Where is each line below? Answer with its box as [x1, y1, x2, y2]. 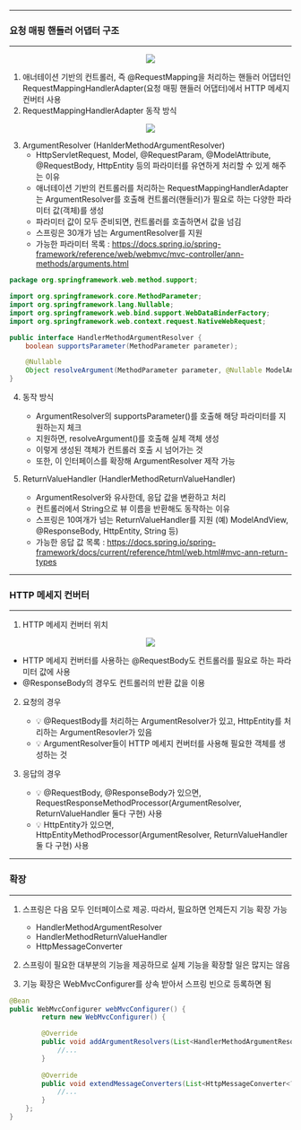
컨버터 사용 [21, 94, 62, 105]
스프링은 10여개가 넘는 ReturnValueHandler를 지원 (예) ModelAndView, [35, 515, 288, 526]
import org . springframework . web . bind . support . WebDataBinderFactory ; [9, 309, 271, 317]
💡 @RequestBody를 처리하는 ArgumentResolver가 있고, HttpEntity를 [35, 716, 282, 726]
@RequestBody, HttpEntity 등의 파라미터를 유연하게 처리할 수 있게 [35, 161, 271, 171]
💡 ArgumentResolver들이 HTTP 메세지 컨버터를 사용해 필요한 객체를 [35, 738, 277, 749]
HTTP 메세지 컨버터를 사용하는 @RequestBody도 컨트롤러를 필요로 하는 [21, 656, 275, 666]
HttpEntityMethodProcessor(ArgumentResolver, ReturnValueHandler [35, 830, 288, 840]
